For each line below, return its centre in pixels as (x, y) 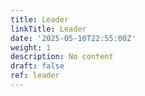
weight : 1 (31, 47)
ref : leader (35, 76)
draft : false (37, 66)
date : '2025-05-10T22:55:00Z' (73, 38)
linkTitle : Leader (48, 29)
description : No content (62, 57)
